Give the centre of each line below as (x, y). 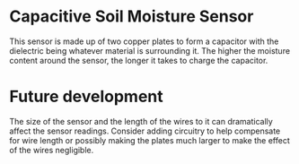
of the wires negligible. (52, 150)
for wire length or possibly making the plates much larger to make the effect (149, 140)
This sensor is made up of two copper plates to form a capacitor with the (144, 41)
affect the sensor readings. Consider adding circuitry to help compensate (145, 131)
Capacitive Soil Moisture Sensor (132, 17)
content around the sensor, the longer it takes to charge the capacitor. (139, 60)
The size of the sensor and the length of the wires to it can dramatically (141, 121)
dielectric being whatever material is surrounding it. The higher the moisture (149, 50)
